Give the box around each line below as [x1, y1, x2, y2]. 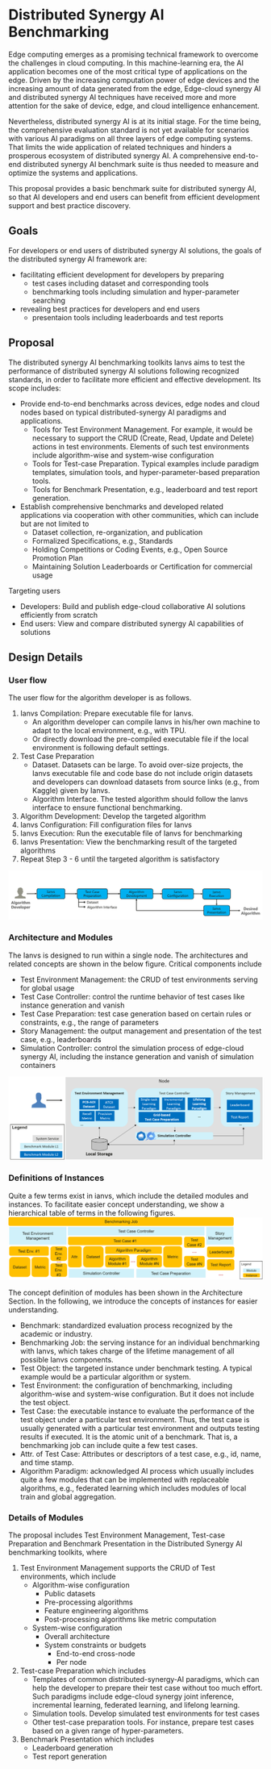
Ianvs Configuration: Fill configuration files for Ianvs [19, 820, 192, 830]
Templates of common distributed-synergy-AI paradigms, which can [31, 1675, 260, 1684]
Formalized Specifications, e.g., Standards [31, 536, 173, 545]
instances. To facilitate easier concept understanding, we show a [8, 1199, 224, 1209]
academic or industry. [19, 1329, 93, 1339]
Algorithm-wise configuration [31, 1580, 131, 1590]
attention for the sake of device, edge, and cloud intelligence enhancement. [8, 101, 260, 111]
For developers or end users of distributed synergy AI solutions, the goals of [8, 245, 262, 255]
